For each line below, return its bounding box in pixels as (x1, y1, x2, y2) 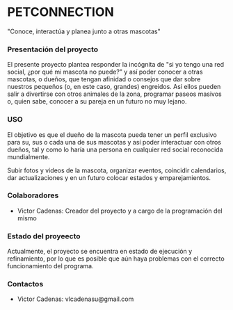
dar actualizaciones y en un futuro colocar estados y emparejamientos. (7, 173, 211, 181)
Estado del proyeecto (7, 231, 81, 240)
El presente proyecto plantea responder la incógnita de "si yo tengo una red (7, 60, 225, 69)
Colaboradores (7, 190, 59, 200)
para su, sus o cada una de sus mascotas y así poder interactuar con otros (7, 138, 221, 146)
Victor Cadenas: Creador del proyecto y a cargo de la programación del (17, 206, 223, 215)
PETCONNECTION (7, 4, 115, 20)
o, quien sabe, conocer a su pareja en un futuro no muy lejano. (7, 97, 187, 106)
